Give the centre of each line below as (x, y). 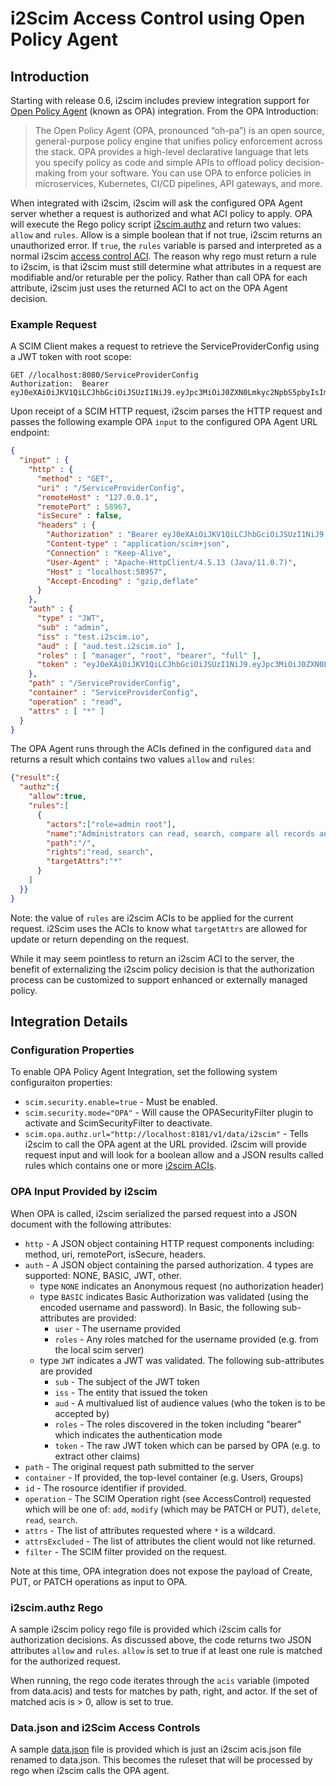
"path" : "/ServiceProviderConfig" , (105, 683)
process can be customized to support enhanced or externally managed (159, 979)
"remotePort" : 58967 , (84, 507)
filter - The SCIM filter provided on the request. (126, 1551)
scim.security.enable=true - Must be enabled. (121, 1102)
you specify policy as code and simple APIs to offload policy (159, 162)
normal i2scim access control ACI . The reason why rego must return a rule (163, 256)
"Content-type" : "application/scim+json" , (138, 544)
